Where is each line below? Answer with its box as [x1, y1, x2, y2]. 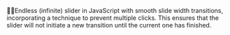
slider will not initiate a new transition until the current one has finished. [6, 21, 212, 29]
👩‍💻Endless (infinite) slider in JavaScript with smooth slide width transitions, [6, 7, 224, 14]
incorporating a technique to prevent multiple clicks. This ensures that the [6, 14, 220, 22]
